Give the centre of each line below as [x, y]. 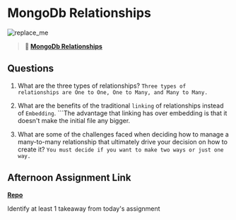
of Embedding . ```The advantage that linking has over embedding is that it [122, 113]
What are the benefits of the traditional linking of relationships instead [120, 105]
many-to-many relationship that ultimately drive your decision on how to [123, 141]
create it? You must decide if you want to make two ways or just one [120, 149]
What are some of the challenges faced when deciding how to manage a [123, 134]
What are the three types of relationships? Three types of [102, 86]
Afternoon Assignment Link [69, 178]
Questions [31, 69]
